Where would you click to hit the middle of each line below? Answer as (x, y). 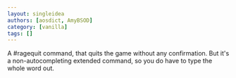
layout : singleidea (36, 14)
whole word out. (31, 68)
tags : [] (20, 33)
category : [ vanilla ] (38, 27)
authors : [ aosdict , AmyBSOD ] (50, 20)
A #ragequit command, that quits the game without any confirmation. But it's (118, 53)
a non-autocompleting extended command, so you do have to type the (110, 61)
